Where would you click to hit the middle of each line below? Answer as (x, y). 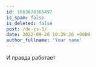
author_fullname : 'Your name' (44, 40)
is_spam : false (25, 18)
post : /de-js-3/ (27, 29)
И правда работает (31, 58)
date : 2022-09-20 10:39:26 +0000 (48, 35)
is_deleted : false (29, 23)
